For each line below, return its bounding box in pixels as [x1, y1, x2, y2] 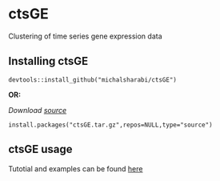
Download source [8, 105, 67, 115]
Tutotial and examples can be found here [8, 163, 143, 173]
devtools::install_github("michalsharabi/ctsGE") [8, 75, 178, 84]
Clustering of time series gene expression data [8, 31, 162, 41]
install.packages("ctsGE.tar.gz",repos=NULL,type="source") [8, 121, 214, 129]
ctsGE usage [8, 143, 73, 156]
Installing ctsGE [8, 54, 89, 68]
